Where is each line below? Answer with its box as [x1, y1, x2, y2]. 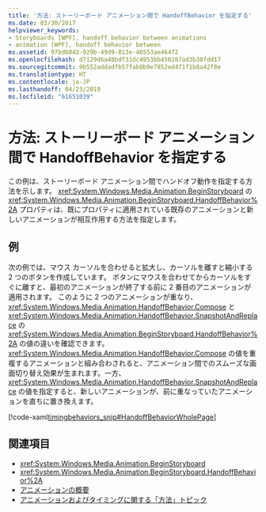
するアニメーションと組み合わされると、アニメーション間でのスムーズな [14, 358, 250, 368]
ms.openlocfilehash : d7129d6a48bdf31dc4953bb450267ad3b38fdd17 [8, 56, 222, 64]
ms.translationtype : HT [8, 70, 87, 78]
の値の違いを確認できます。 [19, 339, 109, 348]
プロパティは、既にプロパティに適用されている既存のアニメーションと [19, 205, 247, 214]
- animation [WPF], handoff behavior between [8, 41, 161, 49]
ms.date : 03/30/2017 [8, 19, 77, 27]
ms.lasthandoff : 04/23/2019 [8, 85, 101, 93]
